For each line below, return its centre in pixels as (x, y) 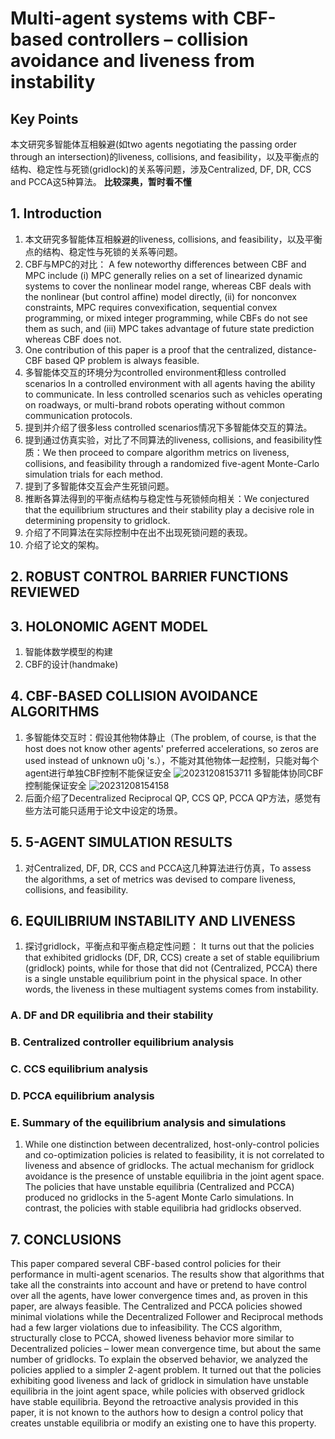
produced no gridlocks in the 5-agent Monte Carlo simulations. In (159, 1198)
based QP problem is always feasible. (122, 360)
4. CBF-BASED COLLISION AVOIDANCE (134, 696)
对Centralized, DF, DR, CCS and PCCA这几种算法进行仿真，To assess (168, 868)
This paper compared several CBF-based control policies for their (146, 1264)
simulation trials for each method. (93, 474)
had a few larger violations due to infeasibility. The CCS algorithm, (146, 1328)
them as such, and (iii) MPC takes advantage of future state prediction (169, 328)
